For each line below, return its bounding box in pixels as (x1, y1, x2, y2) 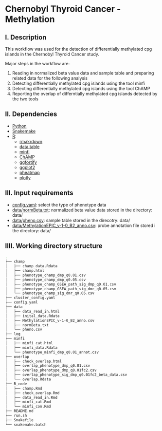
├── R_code (5, 381, 27, 386)
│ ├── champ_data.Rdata (5, 264, 57, 269)
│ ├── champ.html (5, 268, 45, 273)
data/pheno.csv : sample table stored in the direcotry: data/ (12, 217, 130, 223)
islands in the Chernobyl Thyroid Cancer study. (5, 51, 100, 57)
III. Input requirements (5, 189, 74, 197)
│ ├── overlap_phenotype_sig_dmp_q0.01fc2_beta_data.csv (5, 373, 127, 377)
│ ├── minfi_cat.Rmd (5, 399, 51, 405)
